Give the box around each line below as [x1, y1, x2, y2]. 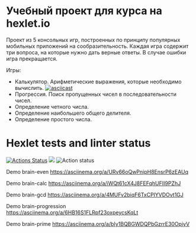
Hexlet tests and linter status [6, 137, 151, 150]
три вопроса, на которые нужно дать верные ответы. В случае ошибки [6, 48, 187, 56]
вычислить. [14, 84, 44, 91]
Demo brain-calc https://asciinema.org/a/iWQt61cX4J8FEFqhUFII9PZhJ [6, 179, 181, 187]
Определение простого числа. [14, 115, 92, 122]
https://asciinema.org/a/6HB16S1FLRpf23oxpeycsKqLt [6, 209, 139, 216]
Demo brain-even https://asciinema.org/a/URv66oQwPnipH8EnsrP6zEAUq [6, 168, 188, 175]
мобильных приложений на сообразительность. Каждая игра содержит [6, 43, 189, 50]
